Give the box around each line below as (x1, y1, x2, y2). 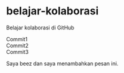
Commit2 (6, 42, 29, 49)
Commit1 (6, 35, 28, 42)
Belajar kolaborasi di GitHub (6, 24, 75, 31)
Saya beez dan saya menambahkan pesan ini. (6, 60, 119, 67)
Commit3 (6, 48, 29, 55)
